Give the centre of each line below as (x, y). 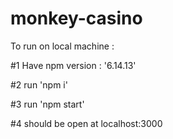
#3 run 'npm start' (47, 104)
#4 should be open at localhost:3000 (86, 123)
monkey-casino (76, 18)
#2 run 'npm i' (39, 84)
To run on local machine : (62, 46)
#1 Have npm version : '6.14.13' (73, 65)
